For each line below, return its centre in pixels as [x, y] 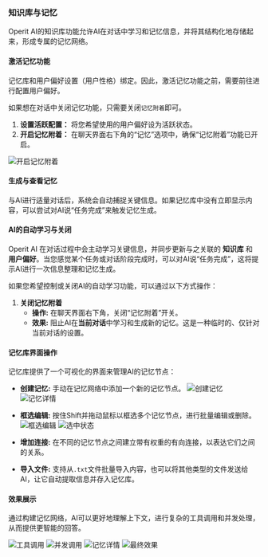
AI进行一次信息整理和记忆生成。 [67, 269]
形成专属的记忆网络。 [57, 41]
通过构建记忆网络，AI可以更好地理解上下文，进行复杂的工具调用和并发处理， [134, 518]
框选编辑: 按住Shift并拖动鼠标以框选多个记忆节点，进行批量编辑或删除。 [138, 415]
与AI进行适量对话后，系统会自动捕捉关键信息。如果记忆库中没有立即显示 [127, 200]
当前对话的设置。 [60, 332]
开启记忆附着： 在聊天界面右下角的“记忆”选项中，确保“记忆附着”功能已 [135, 134]
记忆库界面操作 [33, 352]
